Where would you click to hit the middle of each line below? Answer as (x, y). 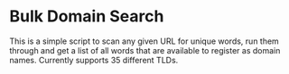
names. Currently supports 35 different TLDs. (94, 60)
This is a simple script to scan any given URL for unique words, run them (144, 41)
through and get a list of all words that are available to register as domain (145, 50)
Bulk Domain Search (87, 16)
